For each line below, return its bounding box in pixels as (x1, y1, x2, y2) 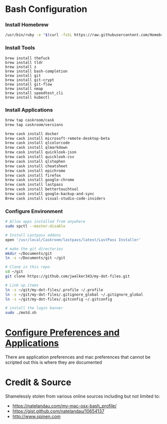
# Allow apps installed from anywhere (5, 219, 85, 224)
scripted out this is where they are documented (5, 359, 102, 365)
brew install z (5, 64, 37, 69)
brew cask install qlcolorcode (5, 140, 70, 145)
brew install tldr (5, 60, 43, 65)
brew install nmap (5, 86, 43, 91)
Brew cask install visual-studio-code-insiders (5, 196, 106, 201)
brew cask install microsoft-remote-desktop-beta (5, 136, 110, 141)
